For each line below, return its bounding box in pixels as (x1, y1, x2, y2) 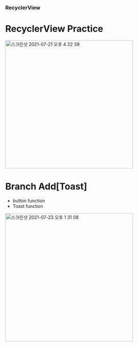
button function (12, 198, 45, 204)
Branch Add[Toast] (5, 181, 88, 192)
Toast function (12, 203, 43, 209)
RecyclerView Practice (5, 23, 103, 35)
